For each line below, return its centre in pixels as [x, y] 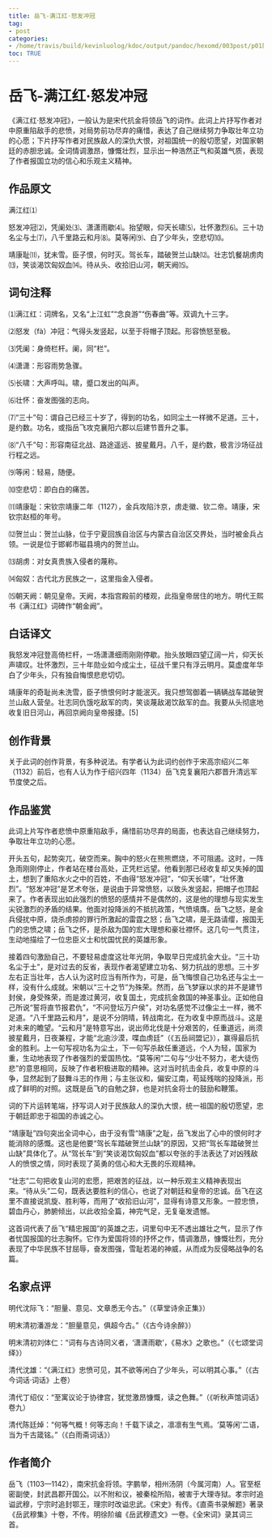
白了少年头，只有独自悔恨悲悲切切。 [69, 675]
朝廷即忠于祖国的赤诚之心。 [61, 1116]
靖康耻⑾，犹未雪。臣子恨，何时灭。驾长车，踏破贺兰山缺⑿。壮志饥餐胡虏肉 [136, 254]
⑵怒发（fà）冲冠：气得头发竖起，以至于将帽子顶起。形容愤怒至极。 [121, 331]
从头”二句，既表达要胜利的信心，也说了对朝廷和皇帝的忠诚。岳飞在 [144, 1191]
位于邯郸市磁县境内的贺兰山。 [93, 543]
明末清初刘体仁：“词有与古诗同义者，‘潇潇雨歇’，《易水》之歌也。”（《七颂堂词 [136, 1342]
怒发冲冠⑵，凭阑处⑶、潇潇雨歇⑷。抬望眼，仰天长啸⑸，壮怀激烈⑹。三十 [132, 227]
